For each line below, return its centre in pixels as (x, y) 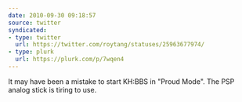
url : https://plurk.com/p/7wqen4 (70, 60)
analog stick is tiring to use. (52, 89)
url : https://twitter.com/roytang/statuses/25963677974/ (110, 45)
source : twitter (34, 23)
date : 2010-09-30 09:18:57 (52, 15)
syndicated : (27, 30)
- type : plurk (31, 52)
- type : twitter (34, 37)
